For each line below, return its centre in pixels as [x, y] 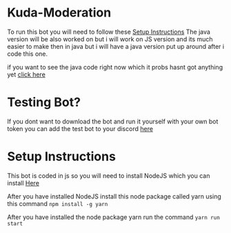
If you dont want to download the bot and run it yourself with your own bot [113, 121]
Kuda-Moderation [59, 13]
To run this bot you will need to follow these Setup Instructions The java [109, 32]
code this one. [28, 54]
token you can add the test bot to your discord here [80, 128]
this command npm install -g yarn [58, 203]
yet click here [27, 74]
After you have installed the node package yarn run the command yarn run [114, 217]
